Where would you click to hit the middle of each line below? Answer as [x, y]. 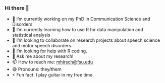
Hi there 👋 [17, 8]
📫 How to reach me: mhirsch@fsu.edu [52, 62]
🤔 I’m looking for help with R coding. [49, 51]
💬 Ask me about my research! [43, 56]
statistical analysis [31, 35]
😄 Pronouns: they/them [37, 69]
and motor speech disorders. [42, 46]
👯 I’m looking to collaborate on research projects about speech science [86, 40]
